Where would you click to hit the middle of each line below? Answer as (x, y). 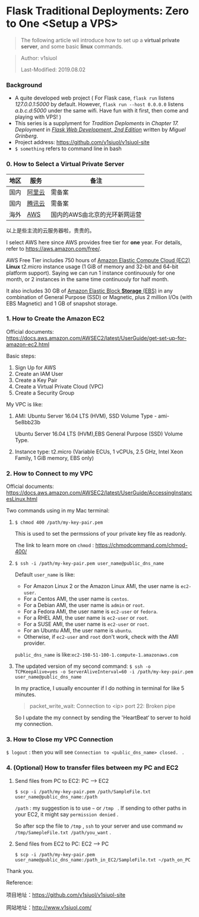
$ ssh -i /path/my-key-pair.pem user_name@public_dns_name (89, 564)
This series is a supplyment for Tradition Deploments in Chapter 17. (97, 123)
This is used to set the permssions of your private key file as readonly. (101, 534)
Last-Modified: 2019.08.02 (53, 69)
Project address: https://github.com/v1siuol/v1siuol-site (82, 142)
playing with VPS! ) (38, 117)
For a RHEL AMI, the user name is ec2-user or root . (86, 618)
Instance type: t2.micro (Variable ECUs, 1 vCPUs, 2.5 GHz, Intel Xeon (99, 452)
